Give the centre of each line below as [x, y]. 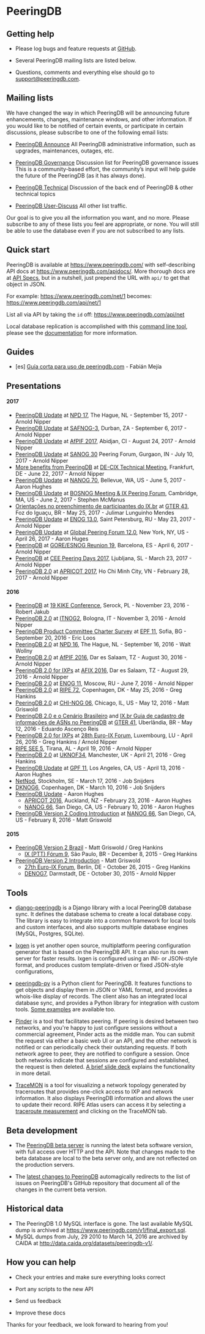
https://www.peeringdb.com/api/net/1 [54, 302]
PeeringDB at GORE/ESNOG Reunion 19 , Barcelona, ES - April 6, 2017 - [104, 545]
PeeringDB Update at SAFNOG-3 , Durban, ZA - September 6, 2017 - [101, 428]
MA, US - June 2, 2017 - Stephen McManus [70, 500]
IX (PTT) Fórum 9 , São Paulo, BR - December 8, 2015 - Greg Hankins [111, 854]
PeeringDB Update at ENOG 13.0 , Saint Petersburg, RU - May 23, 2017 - [105, 519]
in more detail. [33, 1073]
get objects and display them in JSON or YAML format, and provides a [103, 990]
